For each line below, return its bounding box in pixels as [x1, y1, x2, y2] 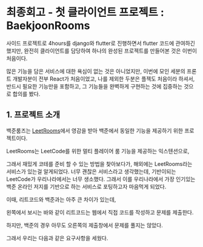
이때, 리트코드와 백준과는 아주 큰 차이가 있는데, [6, 196, 116, 203]
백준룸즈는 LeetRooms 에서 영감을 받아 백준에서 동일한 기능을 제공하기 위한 [6, 127, 184, 134]
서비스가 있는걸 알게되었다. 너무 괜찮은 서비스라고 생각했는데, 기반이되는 [6, 168, 176, 175]
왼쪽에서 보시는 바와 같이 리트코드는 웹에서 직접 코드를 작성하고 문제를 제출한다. [6, 208, 194, 216]
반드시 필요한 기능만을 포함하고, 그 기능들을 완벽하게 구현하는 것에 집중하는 [6, 82, 183, 90]
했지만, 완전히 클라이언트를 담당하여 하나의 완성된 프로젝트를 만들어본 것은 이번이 [6, 47, 198, 54]
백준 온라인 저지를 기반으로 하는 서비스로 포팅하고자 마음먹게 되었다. [6, 183, 167, 190]
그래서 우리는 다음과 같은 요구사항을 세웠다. [6, 234, 108, 242]
